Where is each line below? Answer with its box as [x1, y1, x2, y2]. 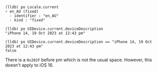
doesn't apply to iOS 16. [5, 62, 54, 68]
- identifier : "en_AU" [9, 13, 59, 18]
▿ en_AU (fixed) [5, 9, 39, 14]
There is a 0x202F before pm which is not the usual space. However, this [5, 57, 153, 63]
